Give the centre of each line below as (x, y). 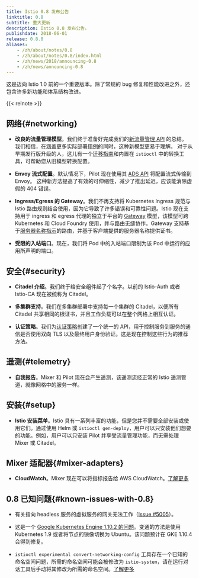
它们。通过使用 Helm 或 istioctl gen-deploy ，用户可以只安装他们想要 (105, 428)
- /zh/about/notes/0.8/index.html (59, 56)
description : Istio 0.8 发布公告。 (48, 28)
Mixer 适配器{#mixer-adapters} (65, 463)
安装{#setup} (31, 405)
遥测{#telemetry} (38, 362)
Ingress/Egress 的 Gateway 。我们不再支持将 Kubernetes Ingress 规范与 (102, 201)
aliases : (17, 45)
